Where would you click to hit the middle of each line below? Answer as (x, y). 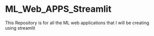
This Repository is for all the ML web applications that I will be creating (77, 23)
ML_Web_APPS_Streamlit (58, 9)
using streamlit (20, 28)
